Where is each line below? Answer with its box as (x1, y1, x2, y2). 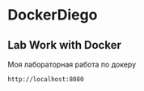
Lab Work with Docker (7, 38, 122, 52)
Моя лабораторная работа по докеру (7, 59, 137, 69)
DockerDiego (7, 6, 98, 24)
